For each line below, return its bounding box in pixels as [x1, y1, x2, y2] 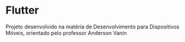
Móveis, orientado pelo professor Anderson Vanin [5, 29, 127, 36]
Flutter [5, 4, 39, 17]
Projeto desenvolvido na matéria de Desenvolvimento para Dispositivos [5, 23, 180, 30]
